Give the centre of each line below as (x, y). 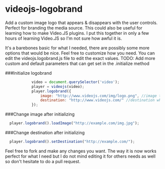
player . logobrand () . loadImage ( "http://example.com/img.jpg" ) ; (74, 123)
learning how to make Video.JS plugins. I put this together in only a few (77, 33)
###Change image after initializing (40, 114)
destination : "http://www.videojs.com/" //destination (97, 100)
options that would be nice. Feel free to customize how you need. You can (80, 53)
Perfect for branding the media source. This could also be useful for (74, 28)
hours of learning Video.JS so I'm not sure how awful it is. (64, 38)
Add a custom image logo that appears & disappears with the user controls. (82, 23)
